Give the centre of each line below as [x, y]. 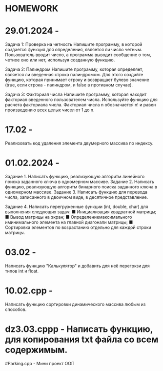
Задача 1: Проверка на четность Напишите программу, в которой [74, 44]
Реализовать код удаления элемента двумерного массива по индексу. [79, 143]
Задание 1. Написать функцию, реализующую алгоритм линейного [75, 176]
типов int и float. [22, 271]
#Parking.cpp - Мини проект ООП [40, 363]
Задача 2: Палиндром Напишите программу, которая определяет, [74, 69]
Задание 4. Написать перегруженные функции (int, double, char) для [77, 206]
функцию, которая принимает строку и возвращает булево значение [77, 80]
